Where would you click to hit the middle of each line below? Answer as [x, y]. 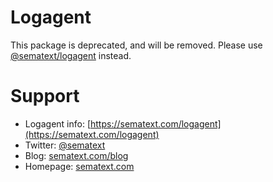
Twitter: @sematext [65, 145]
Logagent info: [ [57, 123]
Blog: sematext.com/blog [76, 155]
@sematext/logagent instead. [71, 55]
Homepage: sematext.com [79, 166]
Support [45, 96]
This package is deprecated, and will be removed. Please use [136, 45]
